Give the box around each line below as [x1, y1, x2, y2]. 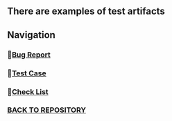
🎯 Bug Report [7, 50, 51, 59]
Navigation [7, 29, 55, 41]
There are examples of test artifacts [7, 6, 165, 17]
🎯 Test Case [7, 68, 46, 78]
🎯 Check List [7, 86, 49, 96]
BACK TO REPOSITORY [7, 105, 87, 115]
